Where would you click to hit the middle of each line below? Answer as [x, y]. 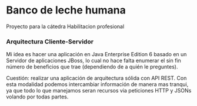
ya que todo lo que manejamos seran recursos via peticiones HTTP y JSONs [99, 91]
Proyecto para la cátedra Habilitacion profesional [65, 26]
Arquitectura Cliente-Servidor [50, 42]
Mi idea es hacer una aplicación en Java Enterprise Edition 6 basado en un [96, 54]
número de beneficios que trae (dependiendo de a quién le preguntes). [92, 67]
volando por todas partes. [37, 97]
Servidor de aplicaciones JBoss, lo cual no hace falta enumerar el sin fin [94, 61]
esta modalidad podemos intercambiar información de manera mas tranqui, [97, 84]
